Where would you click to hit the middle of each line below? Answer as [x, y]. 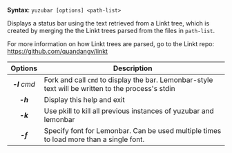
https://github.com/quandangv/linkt [58, 51]
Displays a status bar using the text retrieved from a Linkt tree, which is [108, 23]
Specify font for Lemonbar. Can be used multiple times [133, 131]
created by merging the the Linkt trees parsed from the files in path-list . [111, 31]
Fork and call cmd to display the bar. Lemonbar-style [128, 80]
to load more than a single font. [94, 139]
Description [133, 68]
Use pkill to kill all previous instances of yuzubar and [129, 111]
